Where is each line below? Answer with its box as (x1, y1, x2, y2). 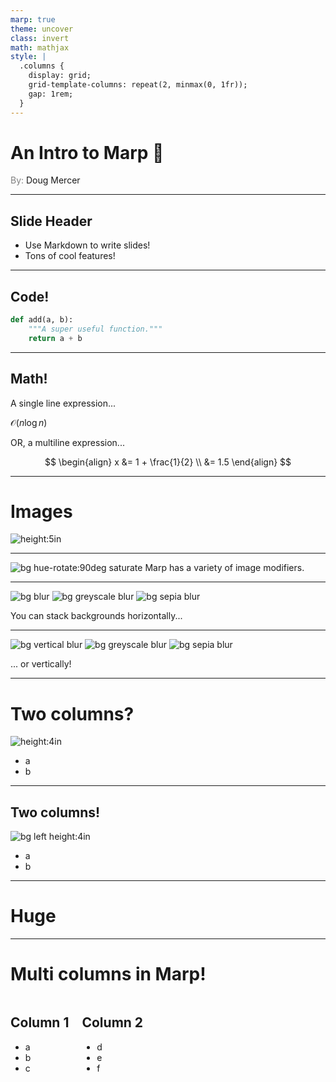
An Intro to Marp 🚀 (10, 141, 165, 164)
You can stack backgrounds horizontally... (10, 610, 183, 622)
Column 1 (10, 1014, 70, 1031)
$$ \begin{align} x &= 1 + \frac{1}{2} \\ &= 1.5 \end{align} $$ (44, 456, 292, 468)
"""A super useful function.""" (28, 324, 163, 334)
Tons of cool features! (24, 250, 116, 262)
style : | (10, 52, 47, 62)
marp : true (10, 14, 56, 25)
